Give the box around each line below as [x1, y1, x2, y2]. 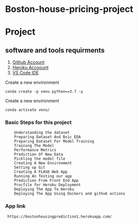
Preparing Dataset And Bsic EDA [14, 134, 81, 140]
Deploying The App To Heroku [14, 187, 74, 192]
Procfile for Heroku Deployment [14, 183, 81, 188]
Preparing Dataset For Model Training [14, 139, 94, 144]
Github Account [12, 59, 45, 65]
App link [5, 203, 26, 210]
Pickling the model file [14, 156, 66, 161]
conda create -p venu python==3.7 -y [5, 89, 83, 94]
